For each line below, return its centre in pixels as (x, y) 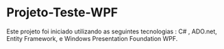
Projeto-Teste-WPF (62, 13)
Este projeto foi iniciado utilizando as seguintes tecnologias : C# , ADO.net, (112, 31)
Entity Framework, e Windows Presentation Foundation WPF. (92, 38)
